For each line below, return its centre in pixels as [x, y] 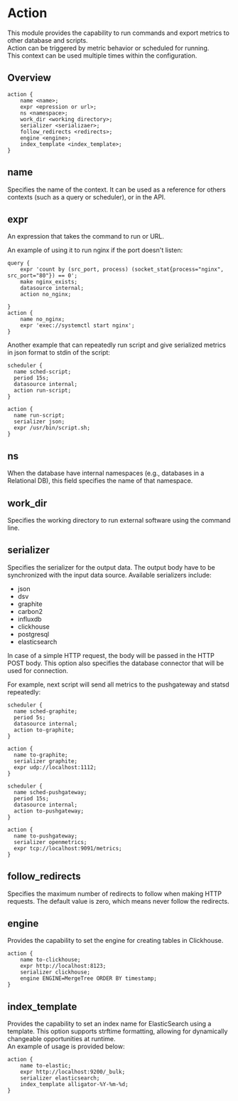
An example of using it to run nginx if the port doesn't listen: [95, 250]
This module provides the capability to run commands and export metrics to [118, 33]
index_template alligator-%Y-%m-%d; [75, 1085]
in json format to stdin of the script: [59, 353]
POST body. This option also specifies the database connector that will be [116, 663]
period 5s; [30, 717]
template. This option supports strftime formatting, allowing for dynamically [118, 1031]
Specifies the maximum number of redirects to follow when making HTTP [115, 893]
